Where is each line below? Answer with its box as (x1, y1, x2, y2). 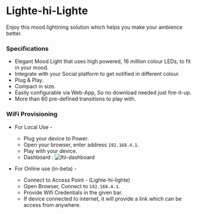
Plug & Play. (14, 76, 44, 83)
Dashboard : (23, 153, 54, 160)
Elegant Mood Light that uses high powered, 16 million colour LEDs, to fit (14, 58, 191, 65)
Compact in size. (14, 83, 56, 90)
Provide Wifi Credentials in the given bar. (23, 189, 123, 196)
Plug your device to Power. (23, 135, 89, 142)
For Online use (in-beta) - (14, 165, 77, 172)
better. (6, 29, 22, 36)
